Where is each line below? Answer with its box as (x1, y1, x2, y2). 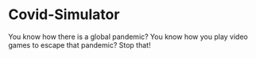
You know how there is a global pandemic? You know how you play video (8, 32, 248, 41)
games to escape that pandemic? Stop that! (8, 40, 151, 49)
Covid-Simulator (8, 6, 120, 24)
